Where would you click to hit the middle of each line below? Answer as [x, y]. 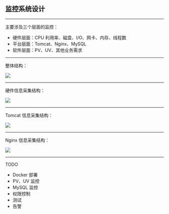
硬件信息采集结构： [25, 90]
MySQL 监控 [25, 187]
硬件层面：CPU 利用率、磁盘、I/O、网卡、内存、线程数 [69, 37]
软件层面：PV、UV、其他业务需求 [47, 50]
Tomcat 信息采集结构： [29, 115]
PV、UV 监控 [26, 181]
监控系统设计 [25, 9]
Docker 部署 [25, 175]
